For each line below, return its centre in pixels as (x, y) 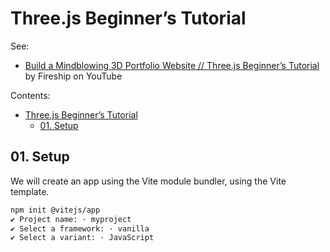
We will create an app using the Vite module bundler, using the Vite (148, 181)
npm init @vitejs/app (55, 210)
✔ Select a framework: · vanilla (80, 228)
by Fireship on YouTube (73, 76)
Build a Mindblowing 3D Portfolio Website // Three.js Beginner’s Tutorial (172, 65)
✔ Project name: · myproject (71, 219)
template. (30, 191)
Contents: (30, 95)
